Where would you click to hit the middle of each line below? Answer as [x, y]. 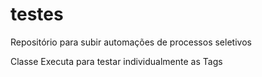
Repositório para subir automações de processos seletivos [131, 42]
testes [37, 14]
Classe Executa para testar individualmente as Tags [116, 61]
